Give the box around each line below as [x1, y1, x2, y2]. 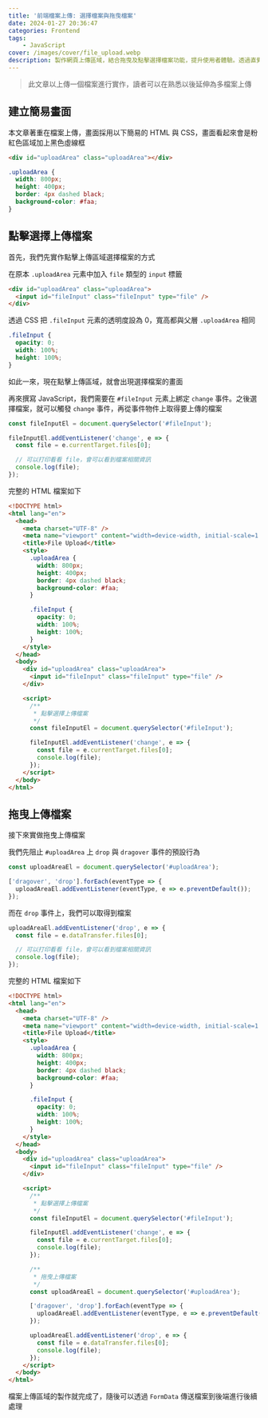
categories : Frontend [8, 26, 81, 34]
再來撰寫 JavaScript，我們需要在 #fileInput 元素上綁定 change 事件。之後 [8, 393, 250, 403]
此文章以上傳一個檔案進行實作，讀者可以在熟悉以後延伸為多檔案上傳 [27, 79, 252, 89]
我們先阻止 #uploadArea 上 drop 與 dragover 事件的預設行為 [8, 847, 201, 857]
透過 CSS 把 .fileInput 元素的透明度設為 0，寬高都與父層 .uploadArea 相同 [8, 315, 255, 325]
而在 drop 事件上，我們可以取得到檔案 [8, 908, 132, 917]
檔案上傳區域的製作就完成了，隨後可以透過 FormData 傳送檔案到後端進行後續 [8, 1392, 258, 1401]
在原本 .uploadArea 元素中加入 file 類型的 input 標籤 [8, 269, 183, 278]
